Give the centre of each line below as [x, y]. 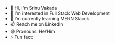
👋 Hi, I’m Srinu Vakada [33, 8]
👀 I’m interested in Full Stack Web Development [60, 13]
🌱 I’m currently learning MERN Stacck [50, 18]
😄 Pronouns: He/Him [32, 31]
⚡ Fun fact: [21, 37]
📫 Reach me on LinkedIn [37, 24]
